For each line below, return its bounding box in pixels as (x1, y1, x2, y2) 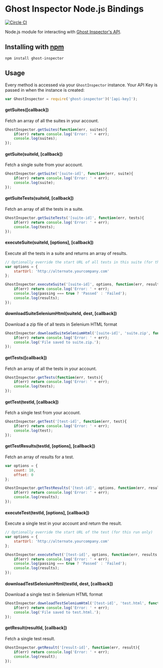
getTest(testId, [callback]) (5, 399, 59, 405)
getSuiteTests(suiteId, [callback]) (5, 195, 74, 201)
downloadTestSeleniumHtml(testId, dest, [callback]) (5, 581, 113, 586)
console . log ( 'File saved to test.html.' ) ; (14, 610, 101, 615)
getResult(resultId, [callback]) (5, 625, 67, 631)
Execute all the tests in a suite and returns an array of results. (5, 250, 128, 256)
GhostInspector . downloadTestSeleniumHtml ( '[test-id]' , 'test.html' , (5, 601, 147, 606)
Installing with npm (5, 43, 64, 51)
